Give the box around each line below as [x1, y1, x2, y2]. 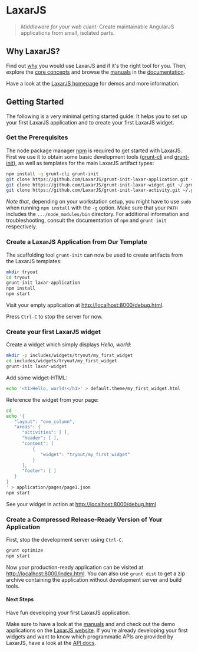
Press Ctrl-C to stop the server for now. [6, 313, 103, 320]
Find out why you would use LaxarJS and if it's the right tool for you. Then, [6, 62, 187, 69]
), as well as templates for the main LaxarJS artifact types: [13, 159, 154, 166]
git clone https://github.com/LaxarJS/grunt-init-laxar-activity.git [6, 187, 181, 194]
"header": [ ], [21, 435, 60, 441]
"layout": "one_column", [14, 418, 75, 425]
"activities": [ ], [21, 430, 70, 435]
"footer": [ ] [21, 468, 57, 474]
